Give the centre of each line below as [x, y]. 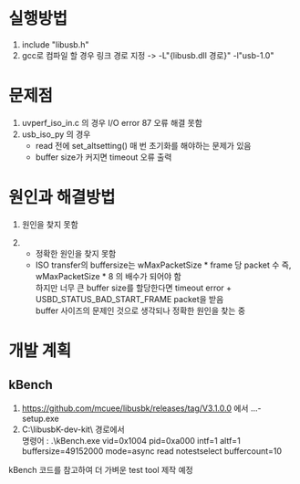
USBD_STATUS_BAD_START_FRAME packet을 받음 [129, 299]
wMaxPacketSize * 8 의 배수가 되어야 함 [108, 276]
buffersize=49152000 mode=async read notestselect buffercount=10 [152, 451]
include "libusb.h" [55, 44]
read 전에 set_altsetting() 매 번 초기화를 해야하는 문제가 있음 [143, 145]
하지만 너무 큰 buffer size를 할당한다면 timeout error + [134, 288]
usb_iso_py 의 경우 [56, 134]
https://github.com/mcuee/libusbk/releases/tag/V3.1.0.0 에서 [135, 408]
